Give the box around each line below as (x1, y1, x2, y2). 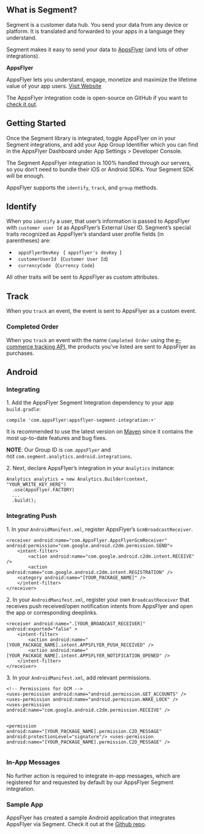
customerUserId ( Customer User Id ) (18, 255, 108, 262)
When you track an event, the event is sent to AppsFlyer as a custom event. (6, 307, 197, 315)
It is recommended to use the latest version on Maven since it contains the (6, 428, 193, 435)
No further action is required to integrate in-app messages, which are (6, 772, 181, 779)
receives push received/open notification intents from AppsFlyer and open (6, 602, 193, 609)
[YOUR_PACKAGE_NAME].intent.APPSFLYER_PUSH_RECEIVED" (6, 642, 146, 648)
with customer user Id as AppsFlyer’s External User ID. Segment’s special (6, 224, 191, 231)
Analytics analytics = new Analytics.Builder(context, (6, 476, 149, 483)
